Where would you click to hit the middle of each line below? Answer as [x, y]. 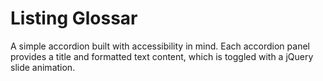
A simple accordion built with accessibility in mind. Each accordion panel [160, 46]
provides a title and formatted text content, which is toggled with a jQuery [162, 56]
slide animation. [43, 67]
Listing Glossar [74, 18]
